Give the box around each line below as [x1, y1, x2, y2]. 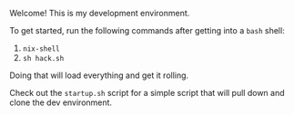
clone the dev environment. [9, 97, 112, 108]
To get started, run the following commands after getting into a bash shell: [9, 25, 285, 35]
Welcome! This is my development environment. [9, 8, 190, 18]
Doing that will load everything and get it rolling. [9, 70, 189, 81]
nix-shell [22, 44, 61, 53]
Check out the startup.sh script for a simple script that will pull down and [9, 88, 285, 98]
